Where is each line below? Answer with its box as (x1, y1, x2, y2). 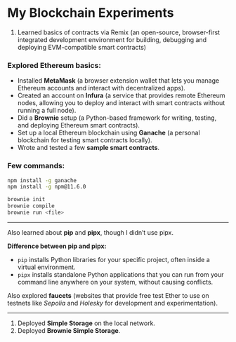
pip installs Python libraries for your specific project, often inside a (17, 255, 211, 264)
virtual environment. (17, 263, 76, 271)
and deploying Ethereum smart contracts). (17, 121, 140, 130)
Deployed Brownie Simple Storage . (17, 326, 121, 334)
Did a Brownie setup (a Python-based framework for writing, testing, (17, 114, 217, 122)
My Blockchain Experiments (7, 5, 174, 21)
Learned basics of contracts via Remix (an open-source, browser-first (17, 28, 220, 36)
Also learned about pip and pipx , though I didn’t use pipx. (7, 228, 174, 236)
